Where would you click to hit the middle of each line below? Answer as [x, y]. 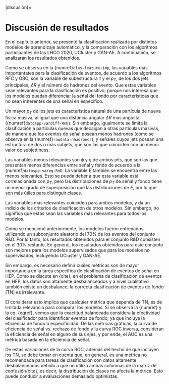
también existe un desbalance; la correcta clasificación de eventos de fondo [84, 287]
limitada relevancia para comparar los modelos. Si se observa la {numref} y [83, 308]
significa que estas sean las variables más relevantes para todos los [76, 214]
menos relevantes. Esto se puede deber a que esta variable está [72, 176]
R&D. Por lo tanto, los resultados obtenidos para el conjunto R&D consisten [83, 239]
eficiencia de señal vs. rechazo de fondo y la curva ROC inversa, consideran [84, 329]
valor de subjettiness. [27, 150]
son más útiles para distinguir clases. [44, 193]
